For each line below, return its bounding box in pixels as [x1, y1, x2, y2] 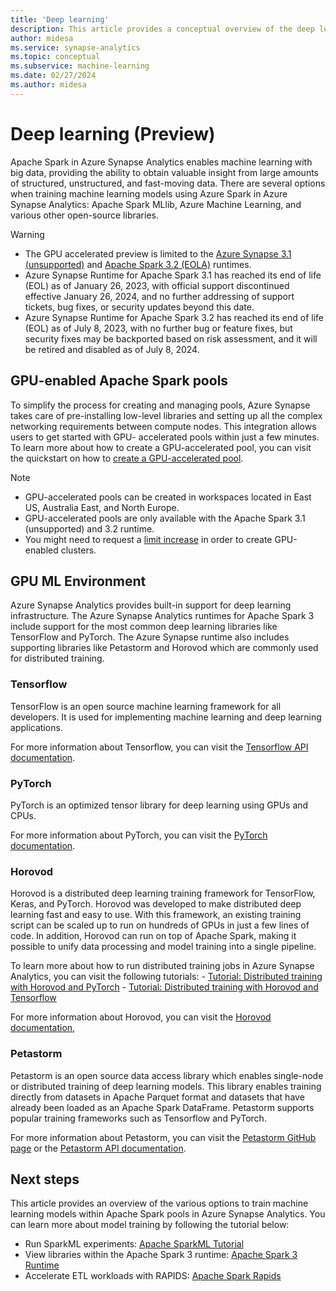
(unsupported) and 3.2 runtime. [24, 522, 155, 535]
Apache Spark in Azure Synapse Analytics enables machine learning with [10, 156, 313, 168]
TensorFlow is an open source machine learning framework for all [10, 700, 282, 712]
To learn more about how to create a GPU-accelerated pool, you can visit [10, 441, 312, 453]
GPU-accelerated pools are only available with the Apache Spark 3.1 [24, 512, 306, 524]
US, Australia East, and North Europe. [24, 501, 180, 513]
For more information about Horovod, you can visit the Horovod [10, 1011, 272, 1023]
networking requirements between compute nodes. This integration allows [10, 420, 317, 432]
